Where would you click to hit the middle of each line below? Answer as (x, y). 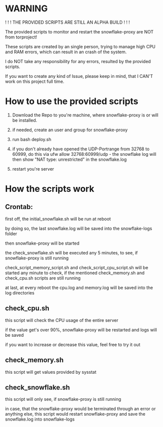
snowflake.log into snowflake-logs (40, 419)
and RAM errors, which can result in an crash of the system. (66, 52)
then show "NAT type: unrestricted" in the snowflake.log (69, 159)
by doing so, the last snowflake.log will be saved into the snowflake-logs (79, 228)
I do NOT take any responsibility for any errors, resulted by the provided (78, 61)
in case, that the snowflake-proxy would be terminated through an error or (81, 409)
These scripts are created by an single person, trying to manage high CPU (81, 46)
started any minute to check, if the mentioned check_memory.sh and (75, 273)
